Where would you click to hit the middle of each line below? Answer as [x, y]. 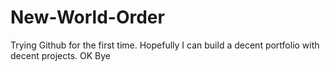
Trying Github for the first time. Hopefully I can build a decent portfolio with [165, 45]
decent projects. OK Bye [61, 55]
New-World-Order [87, 17]
